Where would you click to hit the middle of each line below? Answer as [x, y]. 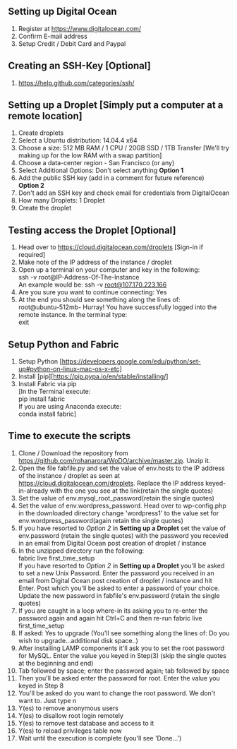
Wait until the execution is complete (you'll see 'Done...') [100, 738]
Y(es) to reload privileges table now [70, 731]
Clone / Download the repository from [73, 453]
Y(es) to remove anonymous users [68, 708]
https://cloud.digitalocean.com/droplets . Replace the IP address [111, 483]
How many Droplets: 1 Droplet [61, 200]
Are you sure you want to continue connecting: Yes [92, 292]
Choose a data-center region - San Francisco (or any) [96, 163]
